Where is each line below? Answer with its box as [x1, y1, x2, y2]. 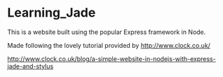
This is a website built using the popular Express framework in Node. [7, 28, 206, 36]
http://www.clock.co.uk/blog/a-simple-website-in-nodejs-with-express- [7, 54, 216, 63]
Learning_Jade [7, 5, 96, 21]
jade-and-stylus [7, 62, 54, 70]
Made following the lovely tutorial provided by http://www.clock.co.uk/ [7, 41, 210, 49]
